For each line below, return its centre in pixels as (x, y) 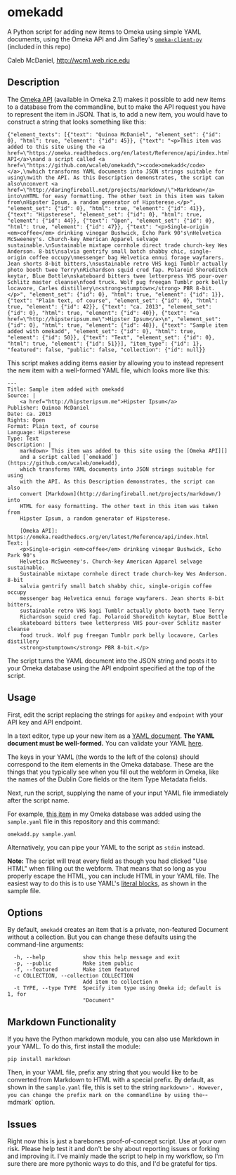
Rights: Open (26, 420)
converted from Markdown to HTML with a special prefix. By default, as (111, 1080)
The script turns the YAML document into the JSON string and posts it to (112, 661)
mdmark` (20, 1102)
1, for (17, 994)
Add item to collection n (120, 982)
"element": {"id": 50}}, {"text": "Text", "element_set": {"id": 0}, (111, 337)
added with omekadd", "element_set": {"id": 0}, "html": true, (102, 331)
